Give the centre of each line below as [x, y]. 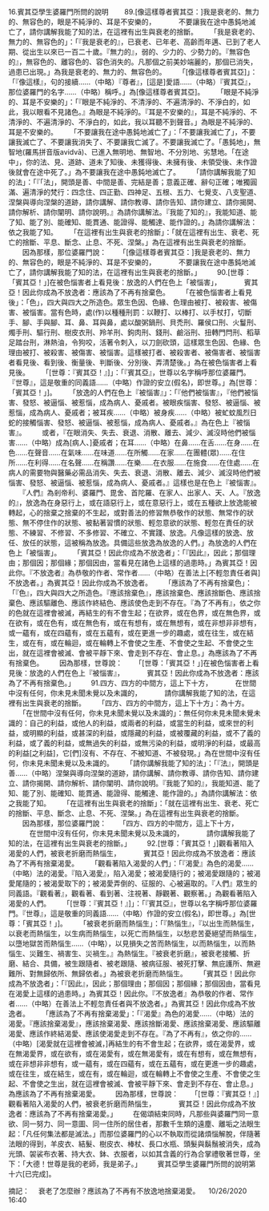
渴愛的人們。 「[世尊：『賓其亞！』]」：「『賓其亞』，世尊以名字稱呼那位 [126, 903]
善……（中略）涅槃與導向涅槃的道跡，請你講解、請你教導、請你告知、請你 [130, 773]
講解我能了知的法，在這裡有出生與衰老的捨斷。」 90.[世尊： [147, 272]
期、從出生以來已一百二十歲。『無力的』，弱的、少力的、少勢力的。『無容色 [129, 52]
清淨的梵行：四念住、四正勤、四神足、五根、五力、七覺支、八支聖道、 [145, 192]
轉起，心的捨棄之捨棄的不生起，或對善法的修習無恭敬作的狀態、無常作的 [127, 513]
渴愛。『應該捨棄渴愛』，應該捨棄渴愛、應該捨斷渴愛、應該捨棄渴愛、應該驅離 [134, 1023]
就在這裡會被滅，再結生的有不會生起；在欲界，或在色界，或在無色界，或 [141, 613]
